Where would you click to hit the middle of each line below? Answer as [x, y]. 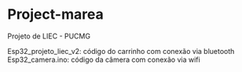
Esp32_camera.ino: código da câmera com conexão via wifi [104, 59]
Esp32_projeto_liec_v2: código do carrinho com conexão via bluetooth [121, 51]
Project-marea [55, 14]
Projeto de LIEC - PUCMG [49, 36]
